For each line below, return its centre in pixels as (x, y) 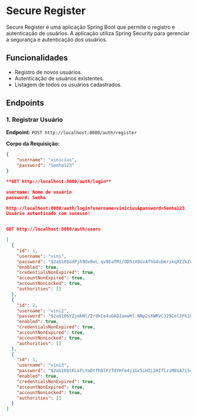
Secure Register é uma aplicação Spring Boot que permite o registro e (91, 27)
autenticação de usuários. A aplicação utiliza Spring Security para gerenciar (98, 33)
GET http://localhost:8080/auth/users (53, 229)
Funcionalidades (37, 58)
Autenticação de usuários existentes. (59, 78)
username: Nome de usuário (39, 192)
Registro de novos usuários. (48, 72)
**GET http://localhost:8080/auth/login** (59, 181)
